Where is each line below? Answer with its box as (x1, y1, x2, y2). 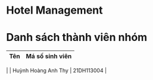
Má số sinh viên (26, 52, 72, 60)
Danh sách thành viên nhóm (6, 31, 148, 44)
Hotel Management (6, 4, 103, 17)
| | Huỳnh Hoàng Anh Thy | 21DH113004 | (6, 67, 107, 74)
